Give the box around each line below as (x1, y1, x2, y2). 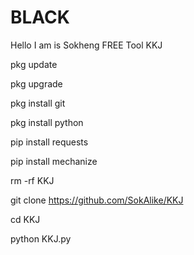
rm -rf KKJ (10, 174, 55, 186)
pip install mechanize (10, 155, 98, 167)
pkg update (10, 58, 58, 70)
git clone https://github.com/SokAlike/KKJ (10, 194, 184, 206)
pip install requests (10, 136, 89, 148)
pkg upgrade (10, 77, 63, 90)
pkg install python (10, 116, 84, 128)
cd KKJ (10, 213, 41, 225)
